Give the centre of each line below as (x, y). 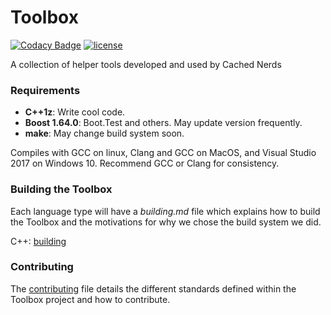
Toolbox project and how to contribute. (90, 299)
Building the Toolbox (61, 189)
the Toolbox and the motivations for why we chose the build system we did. (166, 222)
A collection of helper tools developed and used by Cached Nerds (146, 64)
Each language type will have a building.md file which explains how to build (165, 211)
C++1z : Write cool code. (75, 112)
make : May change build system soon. (104, 133)
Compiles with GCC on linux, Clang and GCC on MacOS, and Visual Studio (163, 153)
